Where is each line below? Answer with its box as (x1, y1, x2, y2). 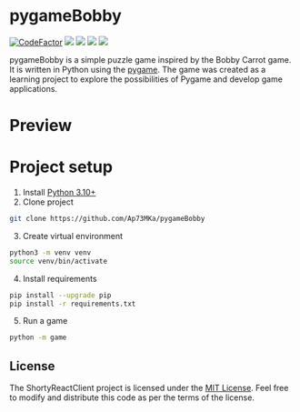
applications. (9, 83, 57, 94)
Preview (9, 116, 73, 136)
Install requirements (22, 273, 97, 284)
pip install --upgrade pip (9, 290, 112, 300)
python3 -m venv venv (9, 247, 92, 257)
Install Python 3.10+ (22, 187, 96, 198)
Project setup (9, 156, 114, 177)
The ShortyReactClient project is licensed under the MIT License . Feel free (9, 383, 289, 394)
